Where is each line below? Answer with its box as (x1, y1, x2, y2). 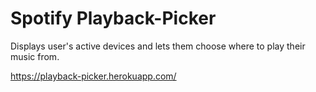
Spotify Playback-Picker (10, 7, 217, 30)
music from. (10, 50, 60, 62)
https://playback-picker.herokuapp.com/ (10, 70, 177, 82)
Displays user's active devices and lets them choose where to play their (10, 40, 306, 52)
